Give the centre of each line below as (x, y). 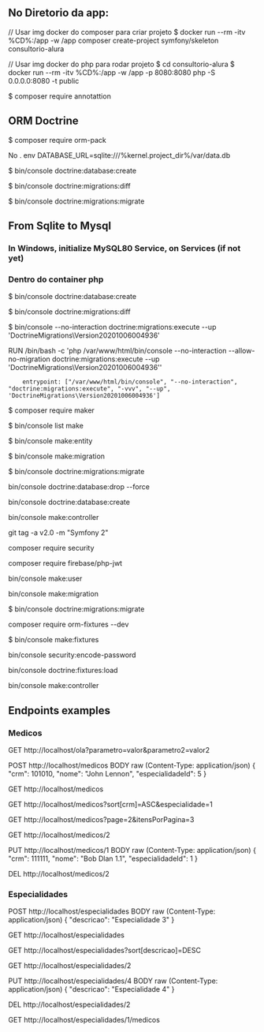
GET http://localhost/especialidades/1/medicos (84, 1020)
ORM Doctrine (43, 121)
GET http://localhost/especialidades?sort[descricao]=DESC (104, 951)
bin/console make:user (45, 578)
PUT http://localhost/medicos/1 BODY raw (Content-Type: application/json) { (132, 850)
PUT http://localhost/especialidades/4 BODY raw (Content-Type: (113, 981)
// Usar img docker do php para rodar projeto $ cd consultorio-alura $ (121, 64)
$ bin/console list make (46, 426)
